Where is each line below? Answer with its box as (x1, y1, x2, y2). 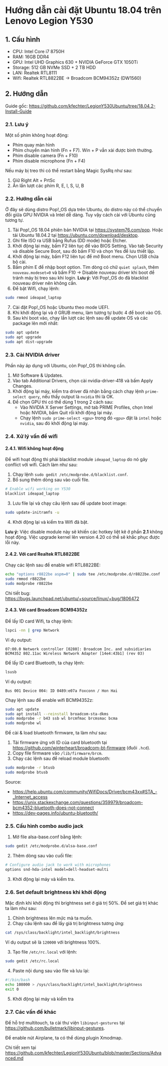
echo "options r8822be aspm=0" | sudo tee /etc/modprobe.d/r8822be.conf (5, 572, 160, 577)
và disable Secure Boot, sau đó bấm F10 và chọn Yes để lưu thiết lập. (12, 248, 155, 254)
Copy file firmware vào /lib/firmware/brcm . (12, 750, 103, 756)
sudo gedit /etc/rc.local (5, 959, 59, 964)
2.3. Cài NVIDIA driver (5, 351, 60, 358)
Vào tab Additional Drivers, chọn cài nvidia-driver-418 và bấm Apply (12, 378, 153, 384)
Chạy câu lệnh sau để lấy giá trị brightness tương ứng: (12, 921, 124, 927)
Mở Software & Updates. (12, 372, 64, 378)
